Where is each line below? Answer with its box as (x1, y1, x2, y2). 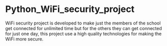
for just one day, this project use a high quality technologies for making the (5, 30, 162, 36)
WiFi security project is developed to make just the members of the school (5, 20, 161, 26)
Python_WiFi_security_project (5, 3, 135, 15)
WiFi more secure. (5, 36, 44, 42)
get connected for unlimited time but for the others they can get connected (5, 25, 162, 31)
